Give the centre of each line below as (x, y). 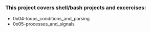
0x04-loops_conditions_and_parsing (51, 19)
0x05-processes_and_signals (44, 24)
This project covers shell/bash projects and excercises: (76, 8)
